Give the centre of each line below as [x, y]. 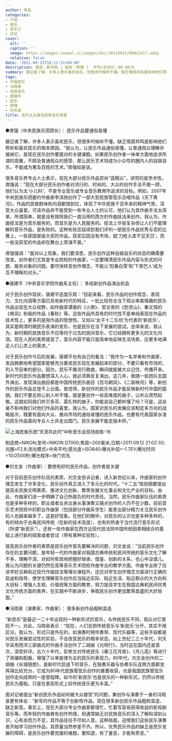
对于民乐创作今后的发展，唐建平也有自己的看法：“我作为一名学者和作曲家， [85, 356]
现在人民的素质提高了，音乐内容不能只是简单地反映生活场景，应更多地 [88, 339]
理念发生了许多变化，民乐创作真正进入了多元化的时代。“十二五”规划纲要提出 [86, 484]
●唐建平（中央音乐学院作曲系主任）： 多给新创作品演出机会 [67, 283]
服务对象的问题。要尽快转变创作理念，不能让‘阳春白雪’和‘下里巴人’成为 [88, 266]
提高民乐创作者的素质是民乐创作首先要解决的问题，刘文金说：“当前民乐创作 [85, 546]
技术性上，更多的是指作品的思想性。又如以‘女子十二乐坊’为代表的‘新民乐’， [84, 320]
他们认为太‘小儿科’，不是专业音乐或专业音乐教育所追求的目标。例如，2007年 [86, 191]
